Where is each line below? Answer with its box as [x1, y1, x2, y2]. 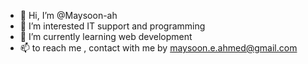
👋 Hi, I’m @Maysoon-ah [19, 10, 118, 21]
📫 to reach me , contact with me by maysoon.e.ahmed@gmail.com [19, 42, 298, 54]
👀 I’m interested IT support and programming [19, 20, 206, 32]
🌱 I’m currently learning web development [19, 31, 193, 42]
